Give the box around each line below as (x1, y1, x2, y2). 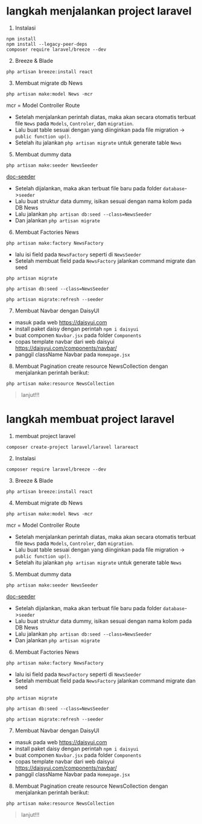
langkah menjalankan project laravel (6, 4, 192, 18)
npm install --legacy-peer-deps (6, 41, 87, 47)
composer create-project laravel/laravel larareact (6, 444, 139, 450)
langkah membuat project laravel (6, 413, 175, 426)
